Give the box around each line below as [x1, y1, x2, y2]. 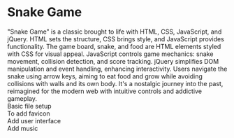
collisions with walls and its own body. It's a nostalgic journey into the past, [7, 79, 224, 88]
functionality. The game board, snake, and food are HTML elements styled [7, 42, 221, 50]
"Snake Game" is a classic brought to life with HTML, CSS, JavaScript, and [7, 27, 222, 36]
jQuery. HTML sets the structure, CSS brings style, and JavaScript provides [7, 34, 225, 43]
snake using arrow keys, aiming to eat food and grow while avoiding [7, 71, 203, 81]
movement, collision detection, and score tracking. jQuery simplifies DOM [7, 57, 219, 65]
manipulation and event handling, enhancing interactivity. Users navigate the [7, 64, 228, 73]
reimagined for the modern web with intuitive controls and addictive [7, 87, 203, 95]
